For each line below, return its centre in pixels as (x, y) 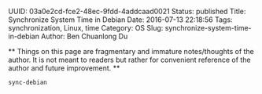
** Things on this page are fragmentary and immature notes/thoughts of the (131, 51)
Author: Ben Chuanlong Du (84, 36)
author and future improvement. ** (64, 68)
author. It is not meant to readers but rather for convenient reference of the (129, 60)
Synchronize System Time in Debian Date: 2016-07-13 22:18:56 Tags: (121, 20)
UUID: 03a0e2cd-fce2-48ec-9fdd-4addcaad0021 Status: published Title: (127, 11)
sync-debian (28, 82)
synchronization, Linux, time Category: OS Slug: (86, 28)
